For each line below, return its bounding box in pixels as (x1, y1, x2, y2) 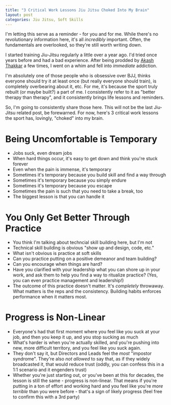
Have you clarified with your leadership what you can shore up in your (12, 267, 160, 273)
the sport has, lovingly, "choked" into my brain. (5, 115, 104, 121)
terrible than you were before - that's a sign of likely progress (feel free (12, 389, 162, 395)
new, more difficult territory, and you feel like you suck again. (12, 345, 141, 351)
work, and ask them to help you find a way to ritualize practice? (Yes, (12, 272, 158, 278)
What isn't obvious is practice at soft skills (12, 250, 102, 257)
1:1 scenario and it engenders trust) (12, 367, 87, 373)
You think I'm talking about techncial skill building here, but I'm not (12, 239, 153, 246)
